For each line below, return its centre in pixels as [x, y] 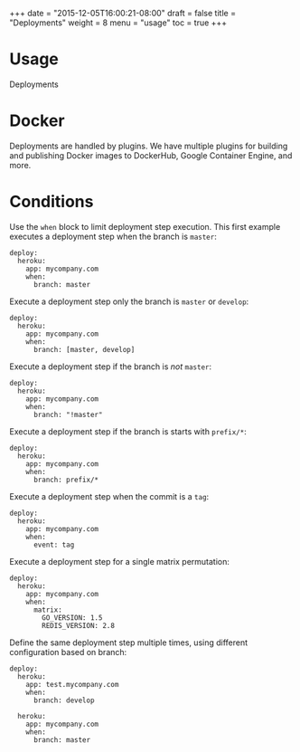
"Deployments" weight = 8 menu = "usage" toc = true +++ [118, 23]
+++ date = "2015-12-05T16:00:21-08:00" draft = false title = [123, 13]
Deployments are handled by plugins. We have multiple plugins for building [149, 146]
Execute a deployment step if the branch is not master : [111, 366]
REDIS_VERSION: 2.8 [79, 625]
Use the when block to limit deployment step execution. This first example [145, 226]
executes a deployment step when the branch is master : [113, 236]
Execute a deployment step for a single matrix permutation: [120, 561]
